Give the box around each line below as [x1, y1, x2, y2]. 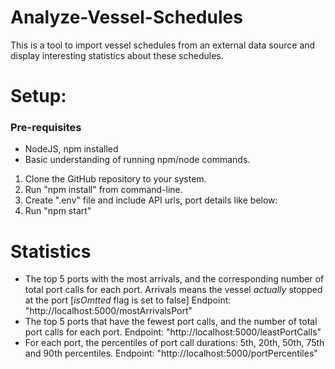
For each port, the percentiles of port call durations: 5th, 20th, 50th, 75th [24, 337, 325, 349]
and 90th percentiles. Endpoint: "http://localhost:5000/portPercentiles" [24, 347, 318, 360]
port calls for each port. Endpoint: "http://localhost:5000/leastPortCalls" [24, 326, 322, 338]
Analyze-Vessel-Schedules [10, 6, 243, 29]
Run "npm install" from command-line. [24, 184, 183, 196]
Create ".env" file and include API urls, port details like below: [24, 194, 278, 206]
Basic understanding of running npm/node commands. [24, 154, 251, 166]
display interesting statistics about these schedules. [10, 49, 224, 61]
